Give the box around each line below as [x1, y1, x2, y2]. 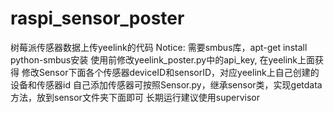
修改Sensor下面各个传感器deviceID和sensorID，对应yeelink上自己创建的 [21, 66, 320, 78]
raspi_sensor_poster [10, 7, 185, 30]
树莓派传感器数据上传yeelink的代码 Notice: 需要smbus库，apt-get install [10, 41, 308, 53]
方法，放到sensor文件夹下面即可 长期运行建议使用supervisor [10, 91, 261, 103]
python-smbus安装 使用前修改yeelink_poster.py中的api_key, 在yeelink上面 [10, 53, 316, 66]
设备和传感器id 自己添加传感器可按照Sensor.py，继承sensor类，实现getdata [10, 78, 323, 91]
